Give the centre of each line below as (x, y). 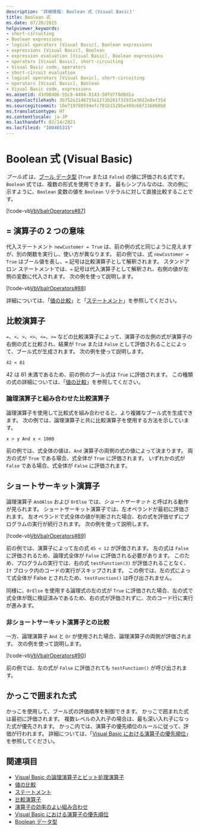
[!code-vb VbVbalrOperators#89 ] (46, 535)
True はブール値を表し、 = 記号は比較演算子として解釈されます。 (84, 261)
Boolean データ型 (36, 821)
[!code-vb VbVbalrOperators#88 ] (46, 288)
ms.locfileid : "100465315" (40, 128)
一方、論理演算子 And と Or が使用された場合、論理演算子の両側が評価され (97, 636)
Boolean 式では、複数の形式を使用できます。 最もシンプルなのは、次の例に (97, 184)
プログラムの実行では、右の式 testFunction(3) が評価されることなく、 (103, 563)
